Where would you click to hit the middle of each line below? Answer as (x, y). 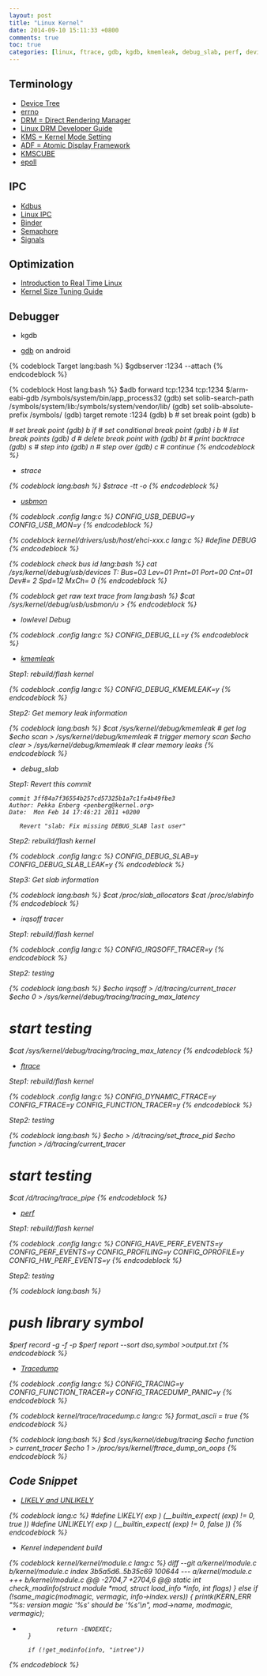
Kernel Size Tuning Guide (62, 291)
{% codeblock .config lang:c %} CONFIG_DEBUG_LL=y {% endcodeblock (129, 635)
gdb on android (45, 351)
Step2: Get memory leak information (68, 713)
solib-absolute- (228, 407)
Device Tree (40, 103)
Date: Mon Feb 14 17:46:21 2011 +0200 (75, 813)
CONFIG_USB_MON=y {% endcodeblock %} (81, 525)
